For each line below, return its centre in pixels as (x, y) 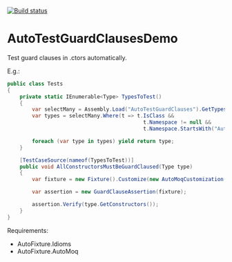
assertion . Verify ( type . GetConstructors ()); (95, 205)
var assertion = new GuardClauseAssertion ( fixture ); (109, 192)
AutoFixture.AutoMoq (48, 251)
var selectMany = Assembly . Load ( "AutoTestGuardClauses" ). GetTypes (129, 110)
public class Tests (35, 84)
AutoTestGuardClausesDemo (93, 39)
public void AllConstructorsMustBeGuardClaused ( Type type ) (106, 167)
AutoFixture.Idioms (44, 244)
